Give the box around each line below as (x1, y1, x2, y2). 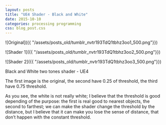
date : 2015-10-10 (5, 16, 41, 21)
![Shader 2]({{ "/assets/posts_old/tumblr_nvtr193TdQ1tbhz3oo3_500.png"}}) (5, 59, 162, 65)
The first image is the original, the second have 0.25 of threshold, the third (5, 78, 158, 84)
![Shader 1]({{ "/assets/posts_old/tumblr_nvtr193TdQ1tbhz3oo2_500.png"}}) (5, 49, 161, 55)
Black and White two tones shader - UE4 (5, 68, 89, 75)
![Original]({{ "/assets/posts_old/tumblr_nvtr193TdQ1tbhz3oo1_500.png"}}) (5, 39, 158, 45)
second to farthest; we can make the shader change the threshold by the (5, 104, 155, 110)
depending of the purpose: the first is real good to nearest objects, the (5, 98, 150, 105)
